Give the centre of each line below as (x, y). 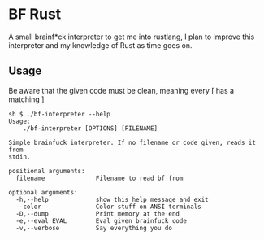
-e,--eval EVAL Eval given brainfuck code (101, 220)
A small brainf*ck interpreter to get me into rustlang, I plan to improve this (132, 37)
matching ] (26, 99)
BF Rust (35, 14)
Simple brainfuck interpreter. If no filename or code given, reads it (132, 142)
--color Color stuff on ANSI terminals (108, 207)
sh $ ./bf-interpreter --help (60, 114)
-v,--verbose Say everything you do (94, 228)
